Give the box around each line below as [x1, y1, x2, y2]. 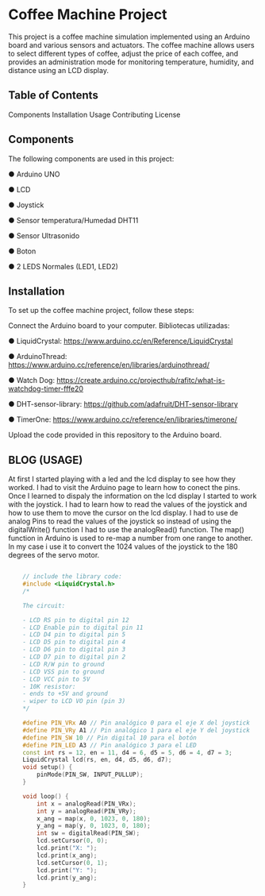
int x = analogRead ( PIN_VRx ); [36, 800, 136, 808]
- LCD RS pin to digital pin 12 [22, 616, 129, 624]
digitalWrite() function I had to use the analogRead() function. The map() [8, 525, 244, 535]
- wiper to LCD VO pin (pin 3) [22, 697, 126, 705]
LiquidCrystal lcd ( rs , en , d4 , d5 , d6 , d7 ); [22, 756, 172, 764]
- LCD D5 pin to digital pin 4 [22, 638, 126, 647]
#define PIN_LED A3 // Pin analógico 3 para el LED [22, 741, 197, 749]
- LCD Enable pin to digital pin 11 [22, 624, 144, 631]
